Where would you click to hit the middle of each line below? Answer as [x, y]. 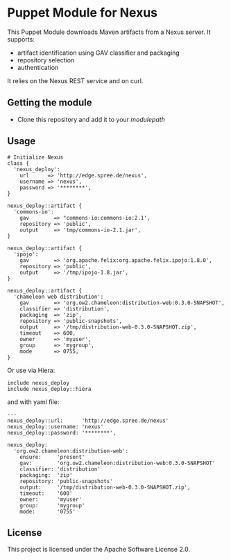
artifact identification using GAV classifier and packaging [99, 53]
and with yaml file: [33, 402]
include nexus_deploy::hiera [49, 389]
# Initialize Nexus [35, 157]
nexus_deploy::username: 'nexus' [55, 427]
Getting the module [50, 103]
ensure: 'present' [52, 457]
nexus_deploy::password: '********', [62, 432]
